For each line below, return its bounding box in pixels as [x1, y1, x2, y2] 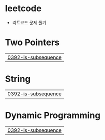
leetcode [5, 3, 42, 14]
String [5, 73, 31, 85]
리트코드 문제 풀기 [12, 19, 46, 25]
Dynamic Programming [5, 110, 101, 121]
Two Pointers [5, 37, 60, 48]
